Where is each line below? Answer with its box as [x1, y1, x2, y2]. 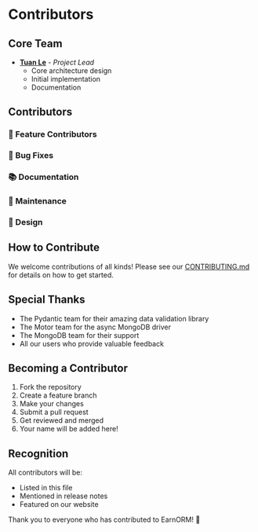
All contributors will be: [8, 468, 83, 477]
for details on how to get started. [8, 270, 114, 280]
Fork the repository [19, 383, 82, 392]
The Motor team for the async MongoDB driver [19, 322, 171, 332]
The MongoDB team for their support [19, 330, 140, 339]
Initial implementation [31, 75, 100, 83]
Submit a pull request [19, 407, 89, 417]
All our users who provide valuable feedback [19, 339, 165, 348]
